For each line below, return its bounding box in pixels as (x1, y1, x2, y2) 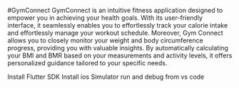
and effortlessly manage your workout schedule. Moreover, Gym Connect (7, 28, 223, 37)
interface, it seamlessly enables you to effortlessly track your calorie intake (7, 21, 228, 29)
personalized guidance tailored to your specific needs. (7, 59, 168, 67)
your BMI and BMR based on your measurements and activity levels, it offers (7, 51, 233, 60)
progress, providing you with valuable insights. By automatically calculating (7, 44, 228, 52)
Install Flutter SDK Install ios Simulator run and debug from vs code (7, 72, 205, 81)
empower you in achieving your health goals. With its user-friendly (7, 13, 203, 22)
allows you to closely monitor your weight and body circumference (7, 36, 203, 45)
